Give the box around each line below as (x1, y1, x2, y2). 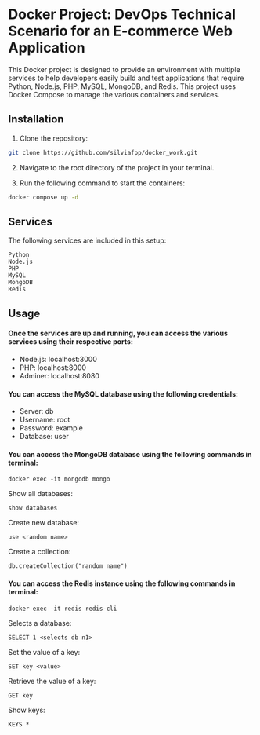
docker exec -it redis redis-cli (8, 605, 117, 612)
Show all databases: (8, 489, 73, 499)
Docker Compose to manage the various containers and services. (8, 90, 220, 99)
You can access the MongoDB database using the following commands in (8, 449, 252, 459)
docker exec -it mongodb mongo (8, 475, 110, 484)
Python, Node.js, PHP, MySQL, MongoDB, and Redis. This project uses (8, 81, 237, 91)
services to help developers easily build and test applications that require (8, 73, 244, 82)
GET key (8, 691, 34, 700)
